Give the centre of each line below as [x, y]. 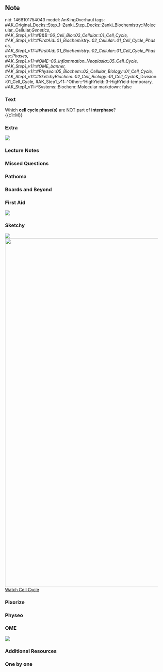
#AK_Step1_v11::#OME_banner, [35, 66]
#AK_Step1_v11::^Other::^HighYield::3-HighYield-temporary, [94, 82]
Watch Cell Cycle [22, 589]
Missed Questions [27, 164]
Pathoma [16, 177]
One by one [19, 664]
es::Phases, [17, 56]
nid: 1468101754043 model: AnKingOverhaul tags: [55, 19]
